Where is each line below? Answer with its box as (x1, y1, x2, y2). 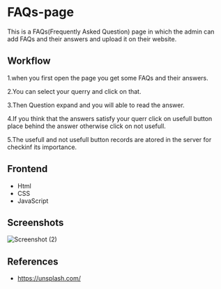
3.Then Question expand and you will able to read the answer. (7, 101, 185, 109)
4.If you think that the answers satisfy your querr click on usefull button (7, 114, 213, 122)
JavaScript (17, 197, 49, 205)
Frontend (7, 163, 48, 175)
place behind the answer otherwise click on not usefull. (7, 122, 166, 130)
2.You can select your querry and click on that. (7, 87, 142, 95)
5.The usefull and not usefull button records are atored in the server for (7, 135, 212, 143)
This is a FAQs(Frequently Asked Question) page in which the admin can (7, 27, 215, 36)
